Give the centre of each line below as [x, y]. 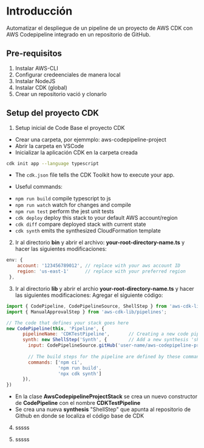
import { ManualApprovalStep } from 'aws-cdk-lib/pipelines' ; [87, 312]
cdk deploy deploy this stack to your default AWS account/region [96, 218]
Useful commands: [39, 187]
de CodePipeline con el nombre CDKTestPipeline [78, 403]
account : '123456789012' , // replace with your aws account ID [99, 266]
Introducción [39, 11]
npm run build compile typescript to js [63, 199]
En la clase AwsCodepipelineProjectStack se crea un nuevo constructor [106, 396]
